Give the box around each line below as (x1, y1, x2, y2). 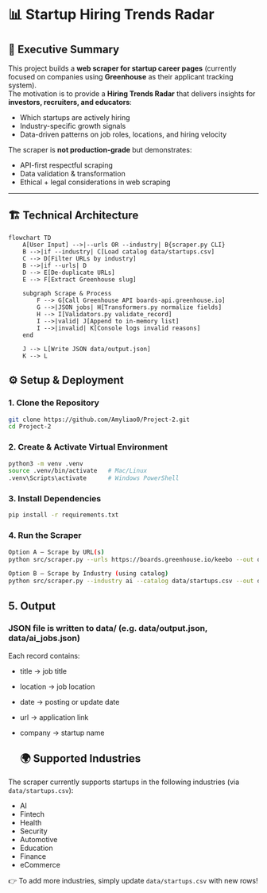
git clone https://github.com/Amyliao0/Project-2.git (8, 416, 191, 423)
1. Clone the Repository (8, 397, 99, 408)
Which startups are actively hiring (19, 113, 130, 122)
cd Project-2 (8, 423, 52, 431)
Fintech (19, 809, 45, 818)
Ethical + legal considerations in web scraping (19, 177, 171, 187)
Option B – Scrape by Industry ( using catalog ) (8, 570, 169, 578)
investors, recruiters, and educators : (8, 98, 133, 106)
